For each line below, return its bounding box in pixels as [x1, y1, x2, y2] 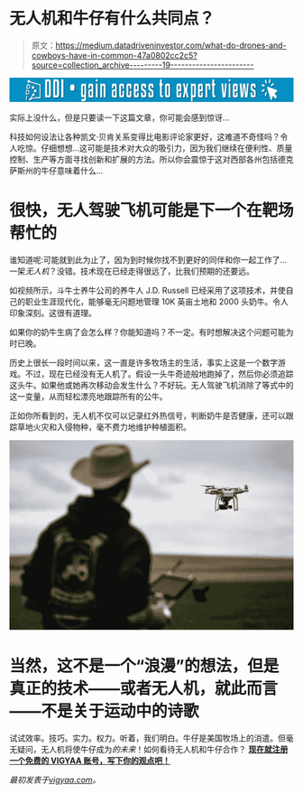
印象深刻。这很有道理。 [9, 308, 96, 319]
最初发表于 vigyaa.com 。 [9, 774, 101, 785]
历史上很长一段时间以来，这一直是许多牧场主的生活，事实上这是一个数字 [9, 358, 278, 369]
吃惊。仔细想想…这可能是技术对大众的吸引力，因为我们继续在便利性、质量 [16, 143, 293, 154]
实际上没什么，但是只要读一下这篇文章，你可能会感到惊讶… [9, 112, 230, 123]
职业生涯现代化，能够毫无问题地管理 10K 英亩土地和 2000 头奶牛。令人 [24, 296, 289, 307]
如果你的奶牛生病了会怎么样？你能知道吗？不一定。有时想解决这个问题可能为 [9, 327, 294, 338]
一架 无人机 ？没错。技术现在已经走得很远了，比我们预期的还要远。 [9, 266, 254, 276]
